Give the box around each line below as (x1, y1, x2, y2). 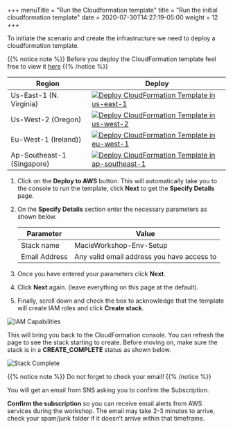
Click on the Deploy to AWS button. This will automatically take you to (17, 177, 217, 185)
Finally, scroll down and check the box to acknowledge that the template (17, 296, 224, 305)
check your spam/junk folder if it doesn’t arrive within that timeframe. (7, 414, 205, 422)
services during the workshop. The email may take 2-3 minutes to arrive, (7, 407, 215, 415)
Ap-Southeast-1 (10, 151, 67, 160)
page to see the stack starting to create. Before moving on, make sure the (7, 338, 218, 346)
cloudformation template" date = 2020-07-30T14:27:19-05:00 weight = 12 (7, 13, 218, 22)
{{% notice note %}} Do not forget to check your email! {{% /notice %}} (7, 373, 212, 380)
